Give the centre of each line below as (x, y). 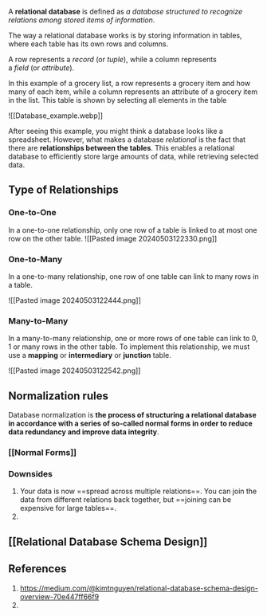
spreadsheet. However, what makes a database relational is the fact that (127, 139)
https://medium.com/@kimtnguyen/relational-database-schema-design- (139, 588)
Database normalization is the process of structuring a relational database (132, 415)
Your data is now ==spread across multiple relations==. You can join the (138, 491)
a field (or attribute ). (41, 68)
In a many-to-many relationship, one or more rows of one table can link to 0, (133, 339)
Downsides (31, 473)
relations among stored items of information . (82, 20)
